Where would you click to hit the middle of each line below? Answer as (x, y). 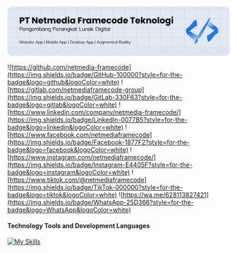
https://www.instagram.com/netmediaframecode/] (83, 157)
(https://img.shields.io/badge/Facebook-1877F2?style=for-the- (99, 142)
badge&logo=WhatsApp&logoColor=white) (69, 210)
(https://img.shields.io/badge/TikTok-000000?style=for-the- (95, 187)
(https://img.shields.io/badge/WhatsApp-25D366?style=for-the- (101, 202)
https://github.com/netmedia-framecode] (72, 67)
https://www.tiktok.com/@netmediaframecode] (78, 180)
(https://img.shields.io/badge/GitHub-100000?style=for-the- (95, 74)
